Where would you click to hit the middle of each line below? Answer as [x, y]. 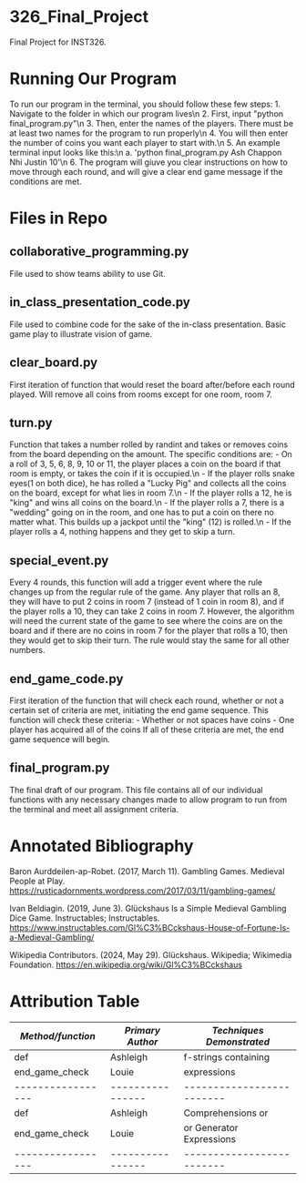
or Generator [211, 1127]
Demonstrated [238, 1042]
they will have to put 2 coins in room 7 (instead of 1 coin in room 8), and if [147, 602]
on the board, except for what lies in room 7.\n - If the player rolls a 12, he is [151, 493]
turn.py [31, 422]
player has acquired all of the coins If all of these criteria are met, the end [147, 729]
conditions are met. [46, 181]
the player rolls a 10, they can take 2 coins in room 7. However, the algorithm [152, 611]
